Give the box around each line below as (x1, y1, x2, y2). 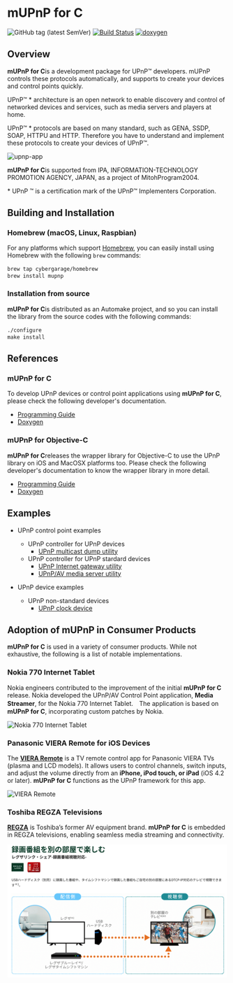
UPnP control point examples (17, 526, 101, 535)
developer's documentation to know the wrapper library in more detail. (7, 466, 211, 474)
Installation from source (7, 289, 91, 299)
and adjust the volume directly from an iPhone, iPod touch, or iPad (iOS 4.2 (7, 768, 225, 777)
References (7, 353, 59, 365)
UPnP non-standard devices (27, 596, 110, 604)
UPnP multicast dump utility (38, 547, 119, 556)
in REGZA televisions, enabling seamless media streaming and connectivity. (7, 830, 225, 839)
